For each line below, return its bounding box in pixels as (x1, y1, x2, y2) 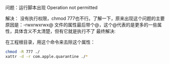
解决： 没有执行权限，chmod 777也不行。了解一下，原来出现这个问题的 (5, 15, 156, 22)
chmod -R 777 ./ (5, 49, 40, 54)
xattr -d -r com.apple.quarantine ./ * (5, 54, 88, 59)
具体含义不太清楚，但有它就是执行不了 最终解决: (14, 28, 116, 34)
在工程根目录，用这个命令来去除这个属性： (5, 39, 95, 45)
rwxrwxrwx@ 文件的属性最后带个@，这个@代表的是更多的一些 (25, 22, 158, 28)
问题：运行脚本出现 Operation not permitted (5, 5, 98, 10)
